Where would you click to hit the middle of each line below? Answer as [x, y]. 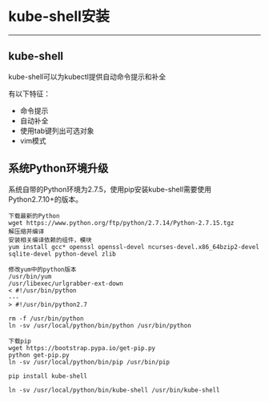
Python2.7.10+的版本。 [45, 199]
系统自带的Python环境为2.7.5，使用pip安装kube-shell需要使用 [110, 189]
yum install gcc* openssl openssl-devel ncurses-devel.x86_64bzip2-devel [134, 247]
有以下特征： [29, 94]
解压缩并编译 [26, 231]
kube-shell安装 [59, 16]
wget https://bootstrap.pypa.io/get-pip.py [82, 348]
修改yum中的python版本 [42, 269]
